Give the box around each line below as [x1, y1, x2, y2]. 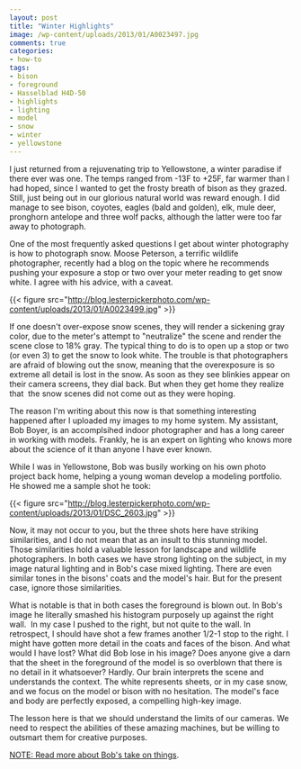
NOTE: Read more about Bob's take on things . [9, 749, 180, 760]
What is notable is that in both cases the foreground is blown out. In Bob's [9, 600, 283, 611]
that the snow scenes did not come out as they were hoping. [9, 388, 236, 399]
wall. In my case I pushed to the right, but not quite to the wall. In [9, 619, 252, 629]
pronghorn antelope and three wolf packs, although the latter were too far [9, 211, 283, 222]
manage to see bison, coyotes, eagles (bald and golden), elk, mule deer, [9, 202, 277, 213]
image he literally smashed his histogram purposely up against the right [9, 609, 274, 620]
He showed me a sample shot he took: [9, 480, 151, 491]
